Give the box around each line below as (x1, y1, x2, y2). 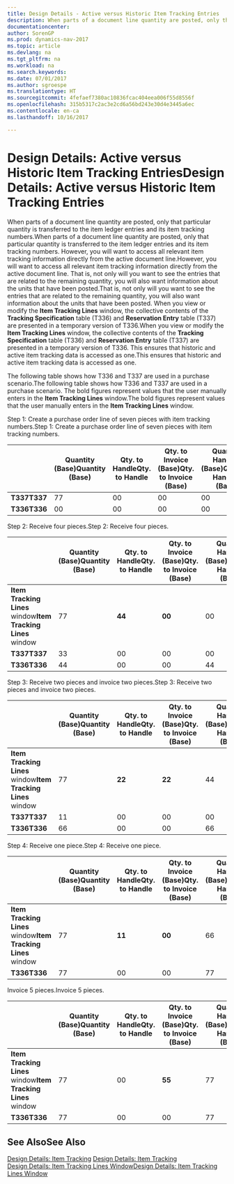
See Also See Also (7, 1136, 86, 1148)
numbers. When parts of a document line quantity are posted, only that (7, 232, 209, 240)
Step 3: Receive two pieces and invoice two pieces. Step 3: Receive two (7, 677, 212, 686)
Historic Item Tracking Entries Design (7, 164, 225, 180)
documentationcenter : (7, 23, 70, 30)
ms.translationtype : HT (7, 88, 77, 95)
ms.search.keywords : (7, 68, 68, 75)
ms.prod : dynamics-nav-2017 (7, 36, 89, 43)
